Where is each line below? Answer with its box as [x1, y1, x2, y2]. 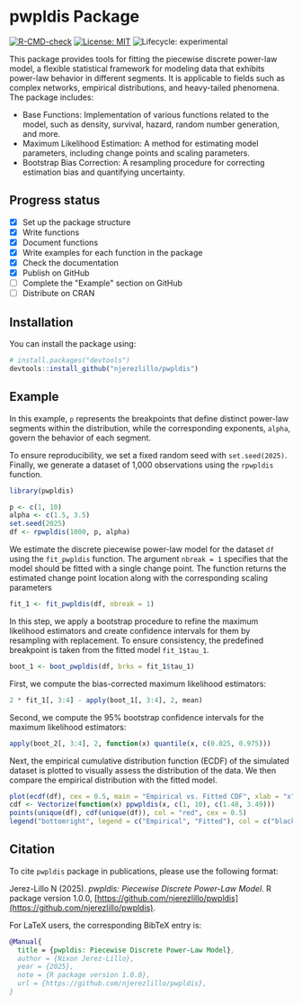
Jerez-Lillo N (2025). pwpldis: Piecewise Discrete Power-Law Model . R [9, 883, 272, 893]
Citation [9, 842, 56, 857]
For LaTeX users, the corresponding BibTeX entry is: [9, 919, 202, 930]
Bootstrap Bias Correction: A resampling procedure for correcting [22, 157, 265, 167]
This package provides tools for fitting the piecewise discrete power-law [9, 53, 278, 64]
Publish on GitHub [22, 267, 90, 278]
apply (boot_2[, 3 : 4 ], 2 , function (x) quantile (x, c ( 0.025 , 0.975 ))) [9, 738, 271, 748]
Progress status [9, 193, 101, 208]
